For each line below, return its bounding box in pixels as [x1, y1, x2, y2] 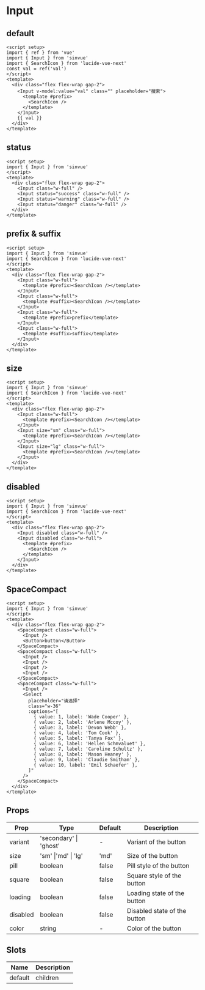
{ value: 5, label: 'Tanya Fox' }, [33, 735, 124, 742]
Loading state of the [127, 888, 185, 897]
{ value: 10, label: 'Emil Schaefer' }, [33, 762, 138, 769]
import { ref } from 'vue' [6, 50, 75, 56]
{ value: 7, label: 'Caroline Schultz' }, [33, 746, 143, 753]
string [39, 924, 57, 932]
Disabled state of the [127, 906, 187, 915]
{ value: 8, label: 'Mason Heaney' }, [33, 751, 132, 757]
